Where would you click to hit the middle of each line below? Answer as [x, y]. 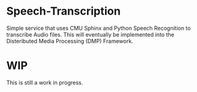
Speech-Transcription [64, 11]
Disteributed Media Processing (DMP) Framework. [70, 41]
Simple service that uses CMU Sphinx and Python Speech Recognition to [99, 28]
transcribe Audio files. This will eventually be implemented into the [91, 34]
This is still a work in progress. [45, 82]
